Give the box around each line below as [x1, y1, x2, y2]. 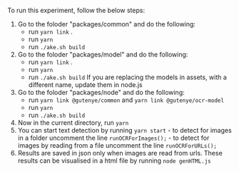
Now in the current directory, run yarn [17, 118, 129, 127]
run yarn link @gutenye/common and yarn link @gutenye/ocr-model [28, 96, 225, 104]
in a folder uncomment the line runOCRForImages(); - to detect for [17, 133, 210, 142]
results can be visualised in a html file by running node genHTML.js [17, 156, 212, 165]
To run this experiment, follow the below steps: [7, 6, 145, 14]
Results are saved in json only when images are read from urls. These [17, 149, 223, 157]
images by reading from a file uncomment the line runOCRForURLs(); [17, 141, 218, 149]
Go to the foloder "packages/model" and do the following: [17, 50, 188, 59]
